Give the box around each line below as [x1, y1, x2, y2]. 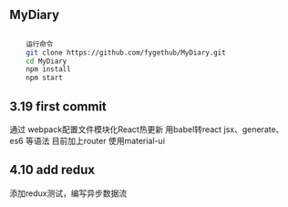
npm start [26, 73, 64, 83]
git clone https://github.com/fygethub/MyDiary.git [26, 47, 226, 57]
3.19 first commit [9, 98, 108, 114]
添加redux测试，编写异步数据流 [9, 187, 128, 199]
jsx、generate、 [223, 124, 284, 135]
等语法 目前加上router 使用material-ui [26, 136, 166, 146]
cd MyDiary [26, 57, 67, 66]
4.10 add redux [9, 162, 96, 178]
